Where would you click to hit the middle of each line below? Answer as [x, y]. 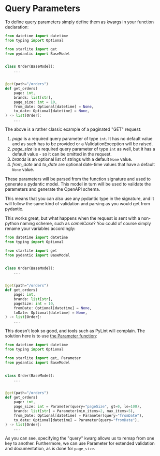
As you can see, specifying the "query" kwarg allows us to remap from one [80, 438]
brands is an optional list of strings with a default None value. [72, 159]
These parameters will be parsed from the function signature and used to [78, 179]
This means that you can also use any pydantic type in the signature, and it [80, 198]
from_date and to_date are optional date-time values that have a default [83, 165]
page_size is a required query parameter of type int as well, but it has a [84, 149]
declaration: [17, 27]
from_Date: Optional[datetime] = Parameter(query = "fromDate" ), [79, 415]
